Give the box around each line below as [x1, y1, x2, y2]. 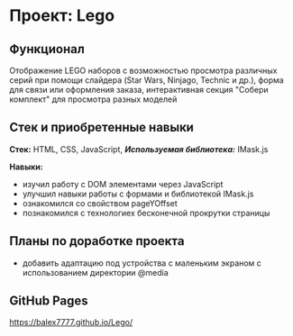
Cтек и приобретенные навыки [9, 120, 194, 135]
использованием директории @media [22, 267, 169, 277]
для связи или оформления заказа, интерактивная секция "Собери [9, 85, 269, 95]
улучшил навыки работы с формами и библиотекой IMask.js [22, 188, 254, 199]
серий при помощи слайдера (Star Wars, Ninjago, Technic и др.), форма [9, 75, 284, 86]
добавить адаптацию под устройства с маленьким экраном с [22, 258, 261, 268]
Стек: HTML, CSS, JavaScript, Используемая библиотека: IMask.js [9, 143, 269, 154]
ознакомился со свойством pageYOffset [22, 197, 178, 208]
